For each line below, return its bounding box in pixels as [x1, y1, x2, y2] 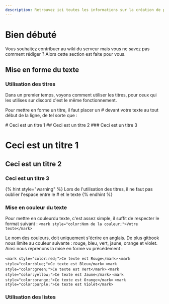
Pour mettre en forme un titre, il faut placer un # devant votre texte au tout [5, 107, 159, 113]
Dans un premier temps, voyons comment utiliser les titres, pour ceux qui [5, 92, 157, 98]
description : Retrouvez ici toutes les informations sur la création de [5, 7, 161, 13]
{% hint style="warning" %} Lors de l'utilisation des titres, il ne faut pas [5, 186, 153, 192]
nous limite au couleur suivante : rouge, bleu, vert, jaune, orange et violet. [5, 240, 158, 246]
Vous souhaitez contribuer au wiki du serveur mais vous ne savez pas [5, 46, 150, 52]
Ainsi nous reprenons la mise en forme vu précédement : [5, 246, 123, 252]
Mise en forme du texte [5, 65, 79, 74]
